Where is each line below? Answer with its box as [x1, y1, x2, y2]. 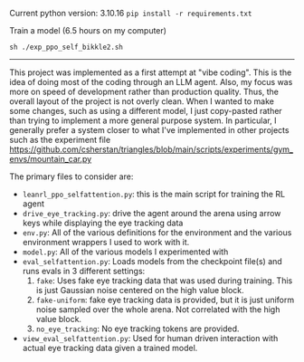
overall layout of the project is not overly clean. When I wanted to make [9, 96, 274, 107]
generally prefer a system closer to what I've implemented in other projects [9, 125, 290, 135]
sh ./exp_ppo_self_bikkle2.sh [9, 43, 124, 52]
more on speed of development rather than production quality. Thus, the [9, 86, 279, 97]
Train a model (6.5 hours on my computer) [9, 25, 167, 35]
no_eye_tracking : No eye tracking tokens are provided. [35, 323, 240, 334]
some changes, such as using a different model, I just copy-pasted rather [9, 106, 282, 116]
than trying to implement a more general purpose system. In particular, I [9, 115, 277, 126]
